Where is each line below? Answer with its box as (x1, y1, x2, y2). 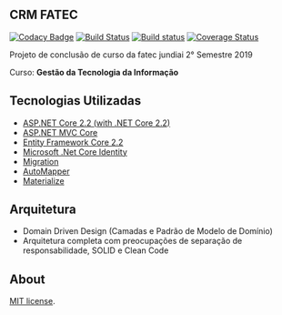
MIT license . (9, 296, 56, 307)
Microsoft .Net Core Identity (22, 146, 127, 157)
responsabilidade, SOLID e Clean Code (22, 245, 169, 256)
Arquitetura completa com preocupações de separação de (22, 236, 243, 247)
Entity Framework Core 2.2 (22, 137, 124, 147)
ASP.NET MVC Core (22, 127, 98, 137)
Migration (22, 156, 59, 167)
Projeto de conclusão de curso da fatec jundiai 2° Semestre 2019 (9, 49, 253, 60)
